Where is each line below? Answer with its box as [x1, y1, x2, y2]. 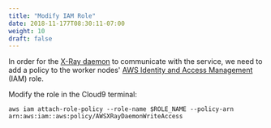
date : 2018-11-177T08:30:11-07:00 [8, 19, 126, 28]
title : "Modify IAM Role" [8, 11, 96, 20]
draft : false [8, 34, 53, 43]
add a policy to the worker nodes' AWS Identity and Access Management [8, 66, 253, 75]
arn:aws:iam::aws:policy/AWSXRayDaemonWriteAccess [8, 113, 183, 121]
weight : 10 [8, 27, 45, 35]
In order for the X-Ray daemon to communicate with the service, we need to [8, 57, 263, 66]
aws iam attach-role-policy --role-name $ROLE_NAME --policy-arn [8, 105, 234, 113]
